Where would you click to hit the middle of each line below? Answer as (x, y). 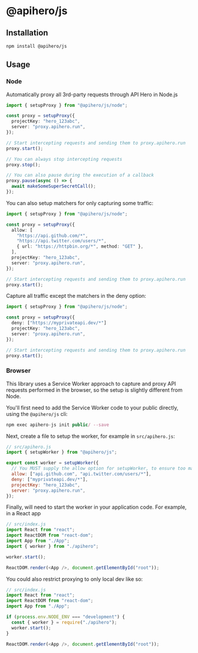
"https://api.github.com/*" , (52, 235)
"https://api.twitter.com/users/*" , (62, 241)
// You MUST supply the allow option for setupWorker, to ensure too (98, 469)
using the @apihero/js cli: (37, 414)
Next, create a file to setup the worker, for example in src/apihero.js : (91, 436)
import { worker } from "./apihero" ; (52, 546)
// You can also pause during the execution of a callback (80, 176)
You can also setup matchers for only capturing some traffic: (80, 203)
